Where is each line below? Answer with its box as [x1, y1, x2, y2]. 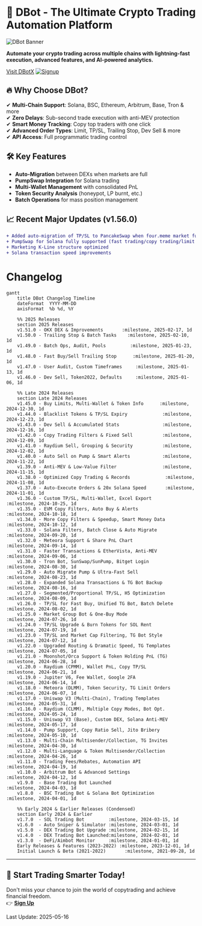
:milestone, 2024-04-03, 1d [6, 785, 77, 791]
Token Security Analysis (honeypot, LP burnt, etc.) [14, 190, 143, 197]
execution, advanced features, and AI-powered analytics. [6, 56, 153, 63]
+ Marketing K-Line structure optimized [6, 244, 109, 250]
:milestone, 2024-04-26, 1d [6, 753, 77, 759]
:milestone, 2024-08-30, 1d [6, 564, 77, 570]
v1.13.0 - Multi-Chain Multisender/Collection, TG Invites [17, 737, 168, 744]
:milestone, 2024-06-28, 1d [6, 658, 77, 664]
